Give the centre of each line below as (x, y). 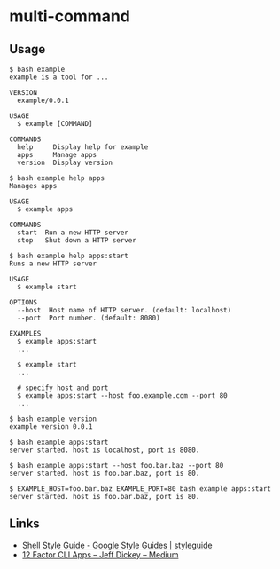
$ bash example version (53, 419)
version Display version (65, 162)
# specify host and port (63, 388)
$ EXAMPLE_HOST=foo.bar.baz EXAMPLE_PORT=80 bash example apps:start (140, 489)
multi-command (70, 16)
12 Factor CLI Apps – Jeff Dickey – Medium (100, 554)
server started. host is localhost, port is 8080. (105, 450)
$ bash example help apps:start (69, 256)
